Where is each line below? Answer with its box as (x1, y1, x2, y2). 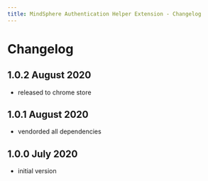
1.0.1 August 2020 (7, 109, 89, 121)
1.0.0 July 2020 (7, 148, 78, 160)
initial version (17, 167, 57, 175)
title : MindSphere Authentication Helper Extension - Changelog (7, 10, 202, 18)
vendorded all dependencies (17, 127, 102, 136)
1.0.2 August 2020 (7, 69, 92, 82)
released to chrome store (17, 88, 92, 97)
